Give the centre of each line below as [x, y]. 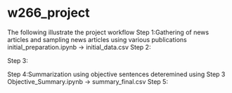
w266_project [49, 13]
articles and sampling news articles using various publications [97, 39]
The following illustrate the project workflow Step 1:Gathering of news [108, 32]
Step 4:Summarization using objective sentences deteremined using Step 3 [116, 74]
